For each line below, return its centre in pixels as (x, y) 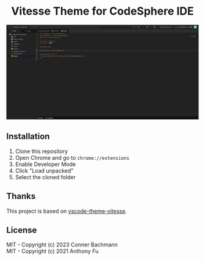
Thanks (21, 196)
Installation (28, 136)
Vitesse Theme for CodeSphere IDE (103, 11)
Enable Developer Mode (45, 164)
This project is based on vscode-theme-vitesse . (67, 211)
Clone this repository (41, 151)
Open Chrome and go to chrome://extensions (72, 157)
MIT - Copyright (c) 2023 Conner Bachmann (62, 245)
